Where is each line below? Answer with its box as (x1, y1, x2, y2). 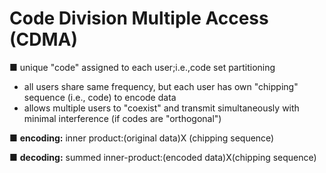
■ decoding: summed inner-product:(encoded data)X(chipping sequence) (9, 151, 317, 163)
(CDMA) (9, 28, 79, 51)
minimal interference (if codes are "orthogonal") (23, 112, 222, 124)
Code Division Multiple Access (9, 7, 269, 30)
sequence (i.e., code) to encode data (23, 91, 177, 103)
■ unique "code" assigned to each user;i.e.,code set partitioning (9, 61, 276, 73)
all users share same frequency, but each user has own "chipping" (23, 80, 299, 92)
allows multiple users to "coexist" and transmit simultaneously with (23, 102, 300, 114)
